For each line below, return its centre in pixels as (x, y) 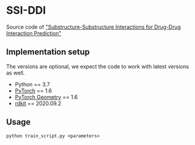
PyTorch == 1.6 (33, 91)
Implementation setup (48, 52)
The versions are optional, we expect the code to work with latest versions (97, 66)
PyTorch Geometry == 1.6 (46, 97)
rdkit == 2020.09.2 (38, 103)
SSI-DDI (26, 10)
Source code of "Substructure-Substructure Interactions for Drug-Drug (94, 27)
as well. (16, 73)
